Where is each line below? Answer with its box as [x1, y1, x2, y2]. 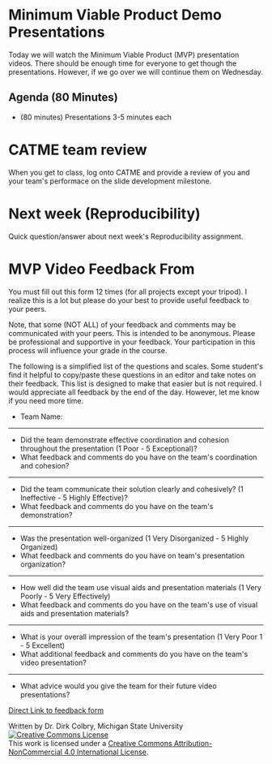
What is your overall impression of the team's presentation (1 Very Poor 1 [19, 632, 263, 641]
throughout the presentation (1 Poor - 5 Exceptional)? [19, 443, 198, 453]
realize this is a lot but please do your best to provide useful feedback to [8, 295, 249, 305]
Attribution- [173, 738, 213, 748]
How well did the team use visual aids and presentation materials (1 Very [19, 582, 261, 592]
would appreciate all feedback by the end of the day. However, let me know [8, 387, 260, 397]
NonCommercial [8, 747, 63, 757]
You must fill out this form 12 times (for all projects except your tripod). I [8, 287, 248, 296]
